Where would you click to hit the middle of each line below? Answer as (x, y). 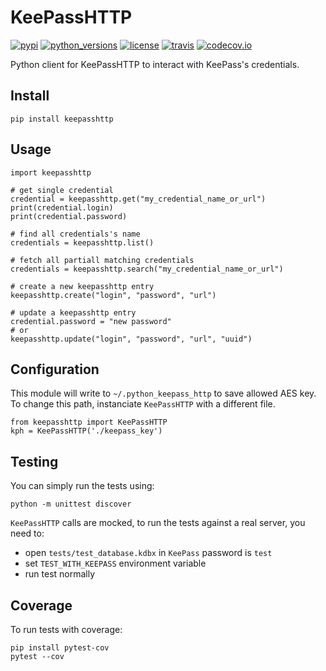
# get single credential (62, 190)
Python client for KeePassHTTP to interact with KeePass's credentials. (155, 64)
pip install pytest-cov (60, 648)
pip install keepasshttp (62, 119)
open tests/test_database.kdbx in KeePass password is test (148, 553)
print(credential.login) (62, 207)
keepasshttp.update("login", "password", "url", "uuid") (131, 339)
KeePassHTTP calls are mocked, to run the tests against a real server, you (158, 523)
